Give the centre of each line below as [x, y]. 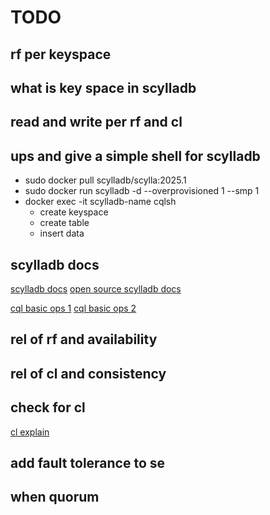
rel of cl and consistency [88, 373]
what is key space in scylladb [103, 87]
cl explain [30, 432]
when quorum [55, 497]
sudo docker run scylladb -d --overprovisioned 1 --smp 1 [142, 191]
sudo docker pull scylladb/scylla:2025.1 [105, 180]
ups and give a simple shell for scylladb [135, 156]
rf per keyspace [61, 54]
